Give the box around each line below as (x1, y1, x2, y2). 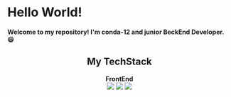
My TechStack (87, 56, 152, 68)
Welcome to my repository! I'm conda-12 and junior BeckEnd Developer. (7, 28, 225, 36)
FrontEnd (105, 74, 134, 83)
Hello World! (7, 4, 82, 21)
